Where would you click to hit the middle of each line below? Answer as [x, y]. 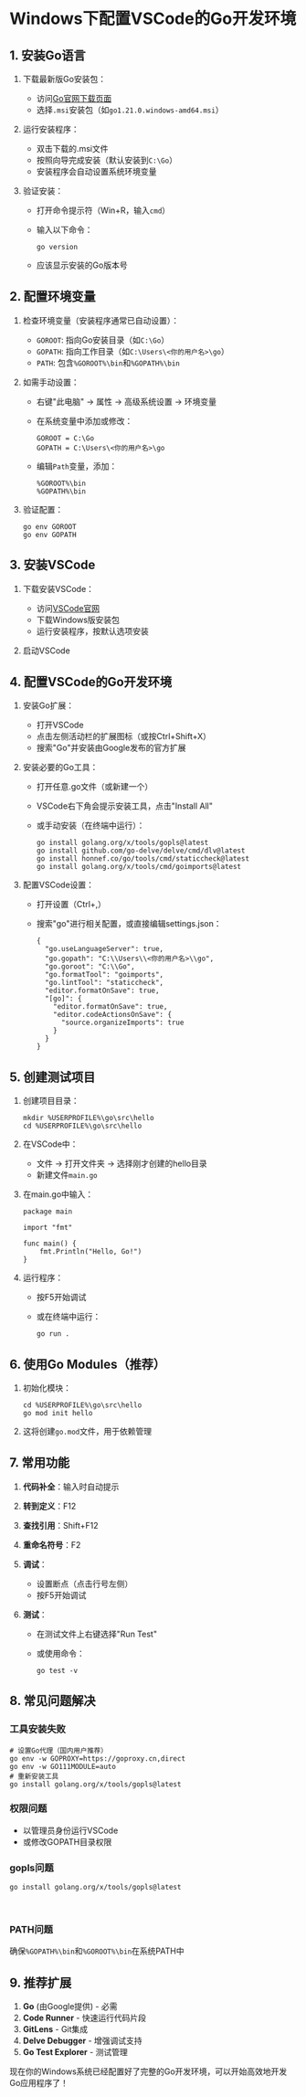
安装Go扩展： [48, 705]
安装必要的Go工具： [60, 768]
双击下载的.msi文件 [72, 148]
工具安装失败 [38, 1730]
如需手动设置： [51, 382]
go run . [53, 1334]
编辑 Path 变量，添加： [77, 466]
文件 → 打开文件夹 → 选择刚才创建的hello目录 [121, 1164]
